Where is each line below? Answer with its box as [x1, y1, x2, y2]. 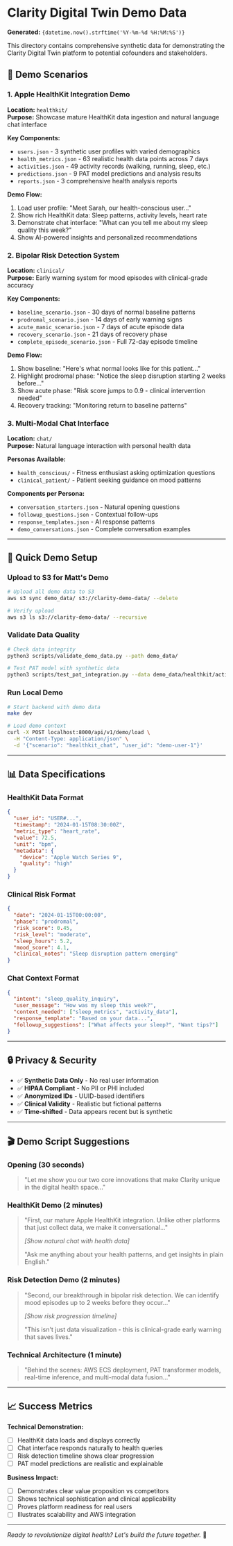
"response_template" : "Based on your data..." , [13, 1015, 154, 1022]
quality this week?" [17, 226, 72, 234]
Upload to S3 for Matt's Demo [7, 572, 109, 582]
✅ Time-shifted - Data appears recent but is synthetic [17, 1108, 173, 1116]
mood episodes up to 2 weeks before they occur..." [24, 1298, 171, 1306]
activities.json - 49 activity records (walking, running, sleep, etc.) [17, 162, 211, 170]
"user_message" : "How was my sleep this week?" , [13, 1002, 157, 1009]
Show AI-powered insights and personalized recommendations [17, 233, 198, 241]
